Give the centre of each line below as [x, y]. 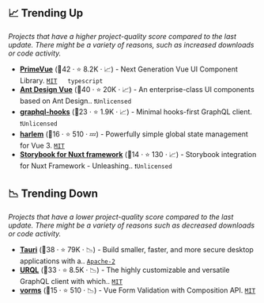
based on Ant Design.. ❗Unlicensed [75, 101]
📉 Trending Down [53, 194]
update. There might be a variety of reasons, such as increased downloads [131, 44]
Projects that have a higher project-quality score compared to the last [123, 36]
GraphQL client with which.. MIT [71, 281]
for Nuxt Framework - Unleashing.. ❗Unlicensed [96, 166]
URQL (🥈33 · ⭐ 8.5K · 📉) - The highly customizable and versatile [125, 270]
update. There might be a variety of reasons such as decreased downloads [132, 225]
